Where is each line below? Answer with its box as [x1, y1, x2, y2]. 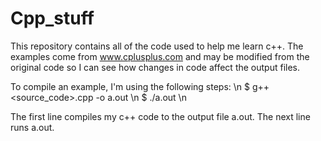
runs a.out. [10, 121, 55, 133]
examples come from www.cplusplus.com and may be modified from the [10, 50, 310, 62]
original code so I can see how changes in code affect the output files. [10, 61, 301, 73]
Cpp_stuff [10, 7, 95, 30]
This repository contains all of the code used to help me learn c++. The [10, 40, 304, 52]
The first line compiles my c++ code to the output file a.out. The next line [10, 110, 311, 122]
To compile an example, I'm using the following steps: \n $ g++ [10, 80, 270, 92]
